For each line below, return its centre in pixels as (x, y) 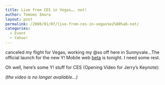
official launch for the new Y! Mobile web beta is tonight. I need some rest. (83, 57)
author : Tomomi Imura (28, 15)
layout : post (19, 19)
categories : (18, 29)
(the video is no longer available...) (42, 77)
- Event (18, 33)
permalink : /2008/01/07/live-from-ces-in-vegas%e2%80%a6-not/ (72, 24)
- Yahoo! (19, 38)
